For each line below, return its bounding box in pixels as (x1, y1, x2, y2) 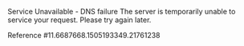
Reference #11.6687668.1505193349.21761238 (7, 31, 161, 40)
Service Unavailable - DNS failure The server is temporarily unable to (7, 7, 236, 16)
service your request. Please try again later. (7, 15, 152, 25)
